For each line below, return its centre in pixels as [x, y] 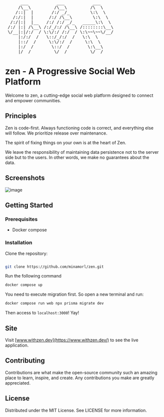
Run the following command [33, 276]
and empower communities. [33, 100]
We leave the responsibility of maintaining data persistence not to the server [82, 152]
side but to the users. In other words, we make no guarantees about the [77, 157]
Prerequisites [21, 219]
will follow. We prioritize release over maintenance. [56, 133]
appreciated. [18, 383]
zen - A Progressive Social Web [70, 71]
